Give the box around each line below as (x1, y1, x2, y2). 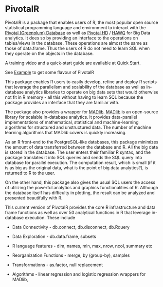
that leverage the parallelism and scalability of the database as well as (5, 84, 145, 90)
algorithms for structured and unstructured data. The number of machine (5, 124, 152, 130)
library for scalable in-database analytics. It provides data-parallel (5, 114, 137, 120)
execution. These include (25, 215, 75, 220)
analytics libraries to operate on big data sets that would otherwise (25, 89, 159, 95)
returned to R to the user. (5, 170, 55, 176)
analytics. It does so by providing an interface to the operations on (5, 35, 138, 41)
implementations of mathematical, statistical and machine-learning (5, 119, 139, 125)
